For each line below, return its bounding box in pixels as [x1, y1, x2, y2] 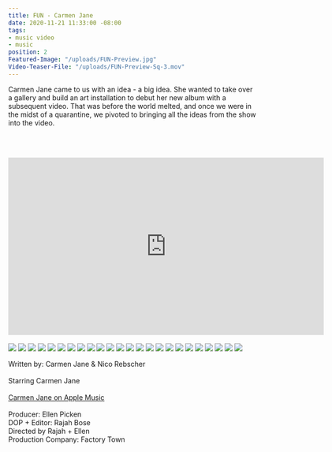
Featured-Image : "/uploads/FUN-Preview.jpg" [8, 56, 157, 64]
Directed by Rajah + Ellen [8, 426, 91, 435]
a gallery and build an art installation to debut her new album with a [8, 92, 226, 103]
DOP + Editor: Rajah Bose [8, 417, 91, 427]
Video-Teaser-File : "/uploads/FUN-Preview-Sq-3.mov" [8, 63, 185, 71]
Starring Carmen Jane [8, 375, 80, 385]
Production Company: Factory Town [8, 435, 125, 444]
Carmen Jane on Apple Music [8, 392, 105, 402]
